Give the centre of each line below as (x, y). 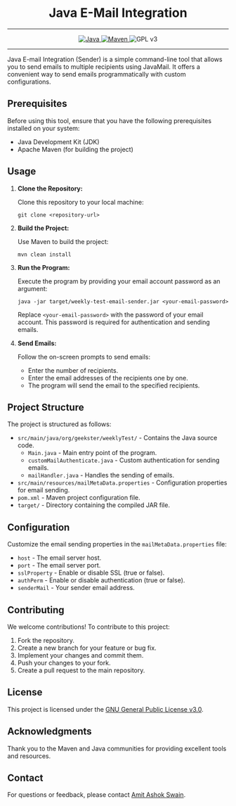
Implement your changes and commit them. (80, 655)
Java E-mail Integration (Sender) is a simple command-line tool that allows (115, 59)
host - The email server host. (59, 558)
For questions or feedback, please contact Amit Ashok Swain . (97, 795)
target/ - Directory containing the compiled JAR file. (94, 505)
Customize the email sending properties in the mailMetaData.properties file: (117, 544)
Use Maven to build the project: (63, 241)
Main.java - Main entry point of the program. (92, 453)
